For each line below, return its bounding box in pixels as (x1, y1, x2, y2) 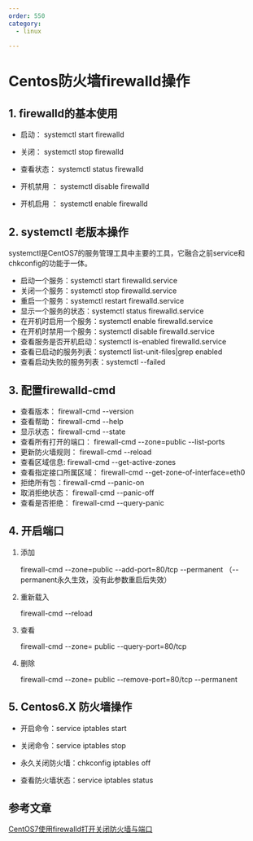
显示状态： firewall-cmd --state (20, 427, 126, 436)
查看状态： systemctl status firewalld (20, 164, 144, 174)
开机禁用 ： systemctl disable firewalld (20, 182, 150, 191)
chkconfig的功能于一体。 (8, 258, 92, 269)
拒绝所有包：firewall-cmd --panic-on (20, 478, 145, 487)
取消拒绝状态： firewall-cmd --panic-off (20, 488, 155, 497)
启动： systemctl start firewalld (20, 129, 124, 139)
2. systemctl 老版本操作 (8, 225, 129, 239)
